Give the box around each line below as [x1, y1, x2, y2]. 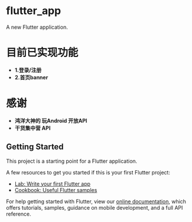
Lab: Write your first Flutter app [14, 180, 91, 187]
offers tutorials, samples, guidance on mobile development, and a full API [6, 204, 183, 211]
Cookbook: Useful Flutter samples [14, 186, 97, 193]
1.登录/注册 [14, 66, 42, 73]
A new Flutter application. [6, 23, 68, 31]
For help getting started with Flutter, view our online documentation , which [6, 198, 187, 205]
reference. [6, 210, 31, 217]
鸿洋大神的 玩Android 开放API [14, 117, 87, 124]
